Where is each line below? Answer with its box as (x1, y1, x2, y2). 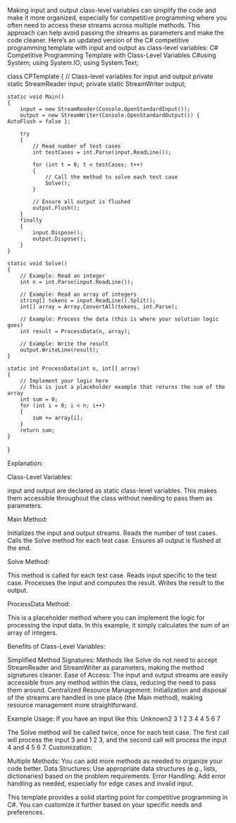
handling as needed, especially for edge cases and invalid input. (7, 779, 194, 788)
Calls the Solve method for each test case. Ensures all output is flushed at (7, 536, 222, 544)
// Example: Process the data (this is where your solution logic (20, 316, 219, 323)
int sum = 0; (20, 396, 58, 403)
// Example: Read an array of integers (20, 291, 137, 298)
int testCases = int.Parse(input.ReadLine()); (32, 149, 172, 156)
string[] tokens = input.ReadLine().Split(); (20, 297, 156, 304)
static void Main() (7, 93, 65, 100)
